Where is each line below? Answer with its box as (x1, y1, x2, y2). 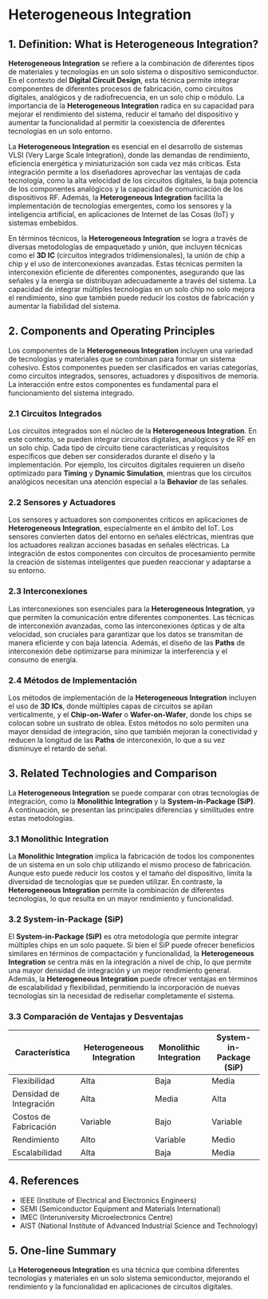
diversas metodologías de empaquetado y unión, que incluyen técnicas (8, 242, 243, 251)
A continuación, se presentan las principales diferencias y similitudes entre (8, 804, 254, 815)
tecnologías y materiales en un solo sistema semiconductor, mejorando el (8, 1273, 250, 1283)
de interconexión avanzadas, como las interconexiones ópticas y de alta (8, 621, 246, 630)
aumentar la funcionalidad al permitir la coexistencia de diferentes (8, 118, 226, 127)
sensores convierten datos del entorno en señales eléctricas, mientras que (8, 532, 254, 542)
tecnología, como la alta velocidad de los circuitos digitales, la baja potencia (8, 176, 258, 185)
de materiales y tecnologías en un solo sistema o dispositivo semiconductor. (8, 67, 259, 77)
